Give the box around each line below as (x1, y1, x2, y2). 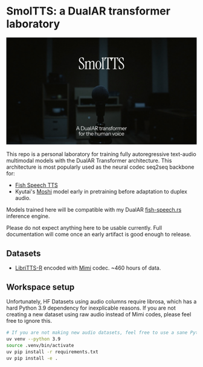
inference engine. (6, 213, 50, 220)
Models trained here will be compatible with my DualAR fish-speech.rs (6, 206, 182, 213)
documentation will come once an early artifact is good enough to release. (6, 231, 192, 238)
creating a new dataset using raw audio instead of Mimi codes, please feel (6, 311, 192, 318)
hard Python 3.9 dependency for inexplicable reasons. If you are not (6, 304, 176, 312)
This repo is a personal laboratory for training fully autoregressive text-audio (6, 151, 196, 158)
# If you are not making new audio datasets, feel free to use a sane (6, 330, 188, 336)
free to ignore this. (6, 317, 53, 325)
